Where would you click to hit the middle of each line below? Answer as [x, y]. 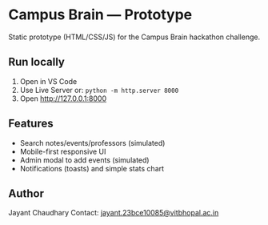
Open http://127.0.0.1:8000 [63, 98]
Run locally [37, 62]
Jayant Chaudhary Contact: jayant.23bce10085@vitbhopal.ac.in [114, 213]
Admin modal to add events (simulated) [84, 160]
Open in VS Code [48, 81]
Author [26, 193]
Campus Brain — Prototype [100, 15]
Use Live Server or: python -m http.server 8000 [99, 90]
